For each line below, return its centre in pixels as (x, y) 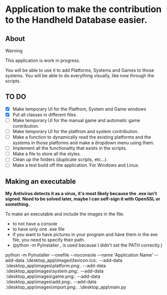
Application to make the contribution (83, 9)
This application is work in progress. (43, 61)
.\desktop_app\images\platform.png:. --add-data (56, 266)
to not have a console (35, 224)
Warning (14, 51)
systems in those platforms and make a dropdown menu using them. (83, 143)
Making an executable (41, 181)
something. (18, 204)
